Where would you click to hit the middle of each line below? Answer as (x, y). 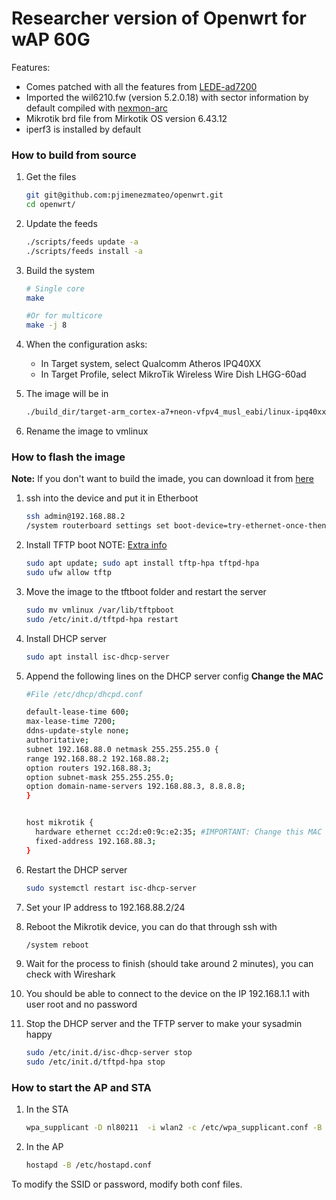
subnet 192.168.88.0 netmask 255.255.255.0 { (122, 749)
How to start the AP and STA (81, 1088)
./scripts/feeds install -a (84, 251)
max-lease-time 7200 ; (70, 722)
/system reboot (57, 945)
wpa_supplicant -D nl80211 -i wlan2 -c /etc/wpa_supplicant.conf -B (174, 1128)
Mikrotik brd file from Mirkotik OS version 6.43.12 (126, 118)
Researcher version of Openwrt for (159, 18)
